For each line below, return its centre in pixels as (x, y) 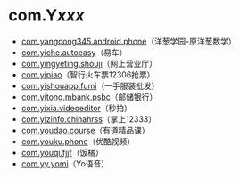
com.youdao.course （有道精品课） (86, 130)
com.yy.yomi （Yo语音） (65, 163)
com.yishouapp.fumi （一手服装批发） (90, 85)
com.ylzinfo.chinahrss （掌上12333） (89, 119)
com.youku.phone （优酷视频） (78, 141)
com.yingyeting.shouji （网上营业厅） (89, 63)
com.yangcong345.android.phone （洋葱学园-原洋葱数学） (129, 41)
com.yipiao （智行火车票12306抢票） (88, 74)
